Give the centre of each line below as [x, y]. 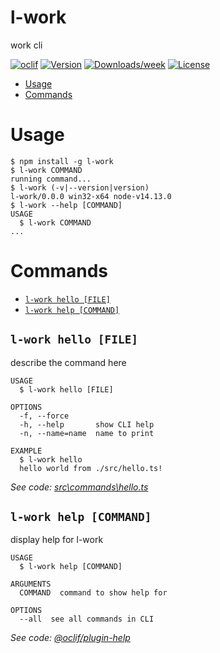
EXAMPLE [26, 451]
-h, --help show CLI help [87, 424]
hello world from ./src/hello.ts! [91, 468]
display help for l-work [57, 540]
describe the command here [68, 362]
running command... [51, 179]
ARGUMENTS [31, 584]
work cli [26, 45]
